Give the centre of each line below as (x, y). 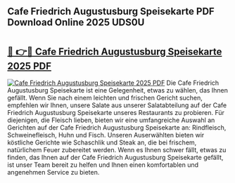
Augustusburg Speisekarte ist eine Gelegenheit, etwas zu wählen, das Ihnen (118, 90)
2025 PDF (29, 66)
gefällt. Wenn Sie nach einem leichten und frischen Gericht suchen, (105, 98)
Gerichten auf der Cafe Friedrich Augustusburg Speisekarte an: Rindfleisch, (117, 128)
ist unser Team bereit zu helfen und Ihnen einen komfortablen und (103, 165)
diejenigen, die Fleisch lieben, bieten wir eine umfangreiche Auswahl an (111, 120)
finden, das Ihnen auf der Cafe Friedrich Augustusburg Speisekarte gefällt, (115, 157)
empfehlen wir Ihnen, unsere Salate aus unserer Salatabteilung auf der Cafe (117, 105)
